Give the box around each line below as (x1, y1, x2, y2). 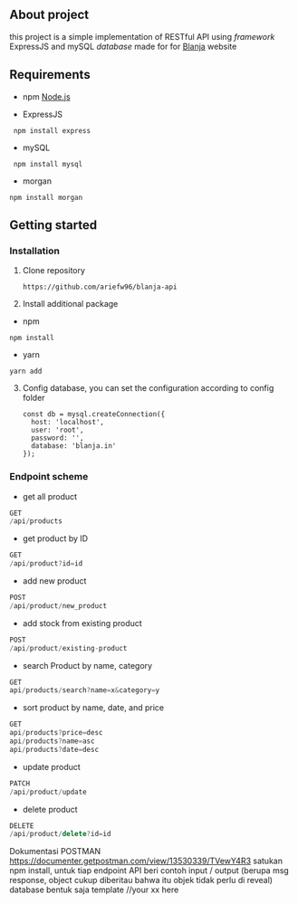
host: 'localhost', (31, 418, 104, 427)
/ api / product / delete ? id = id (9, 830, 111, 839)
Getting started (9, 217, 98, 233)
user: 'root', (31, 425, 84, 435)
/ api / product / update (9, 787, 88, 796)
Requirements (9, 67, 91, 82)
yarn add (9, 366, 43, 376)
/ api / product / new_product (9, 601, 107, 610)
